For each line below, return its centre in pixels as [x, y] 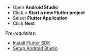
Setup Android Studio [35, 48]
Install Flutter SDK [32, 43]
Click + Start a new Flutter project [49, 13]
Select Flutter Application [40, 18]
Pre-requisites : [21, 33]
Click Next [24, 23]
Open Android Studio [35, 7]
